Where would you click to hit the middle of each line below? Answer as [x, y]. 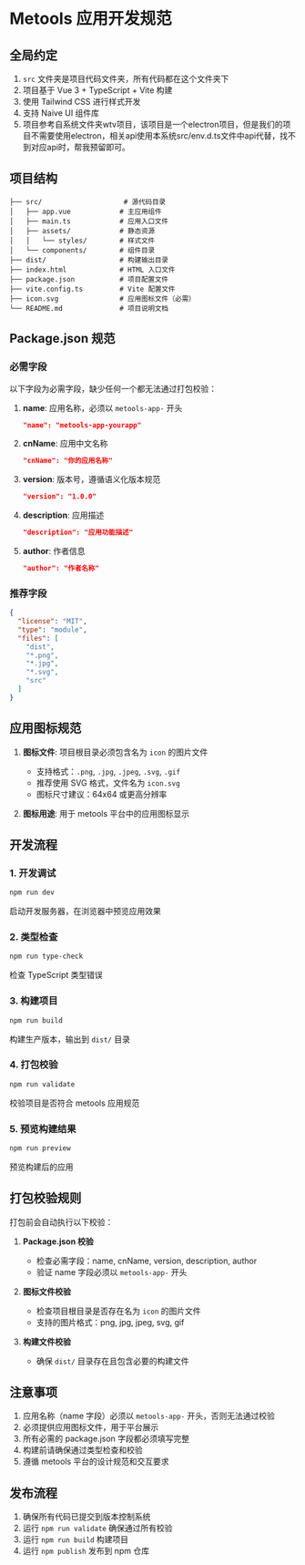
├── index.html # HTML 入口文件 [92, 270]
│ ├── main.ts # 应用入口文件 [89, 221]
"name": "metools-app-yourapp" [82, 425]
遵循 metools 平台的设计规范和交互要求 [96, 1462]
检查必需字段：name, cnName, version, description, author [147, 1261]
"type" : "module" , [53, 630]
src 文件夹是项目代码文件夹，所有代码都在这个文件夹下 [126, 79]
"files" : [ [38, 638]
